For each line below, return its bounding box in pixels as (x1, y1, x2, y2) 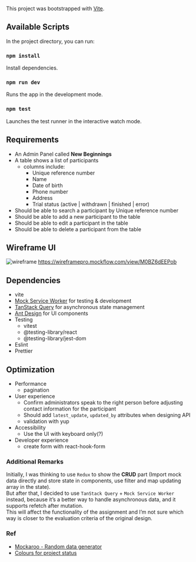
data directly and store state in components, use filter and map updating (6, 477, 181, 484)
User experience (14, 392, 55, 400)
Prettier (14, 347, 33, 354)
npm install (6, 52, 41, 59)
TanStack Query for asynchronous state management (14, 304, 145, 311)
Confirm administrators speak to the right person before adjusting (23, 399, 184, 406)
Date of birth (32, 182, 63, 189)
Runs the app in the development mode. (6, 91, 103, 98)
